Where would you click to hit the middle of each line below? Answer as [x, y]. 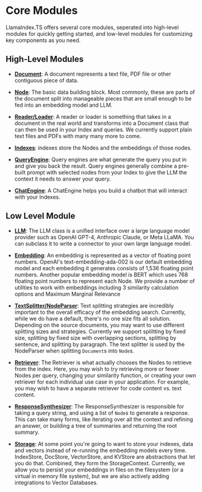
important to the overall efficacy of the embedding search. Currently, [100, 312]
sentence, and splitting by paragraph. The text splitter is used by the [99, 344]
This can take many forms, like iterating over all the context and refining [104, 419]
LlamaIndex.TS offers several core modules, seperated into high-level [92, 27]
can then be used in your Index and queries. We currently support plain [103, 129]
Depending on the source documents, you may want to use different [99, 325]
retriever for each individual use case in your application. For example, [102, 382]
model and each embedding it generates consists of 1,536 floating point [104, 268]
